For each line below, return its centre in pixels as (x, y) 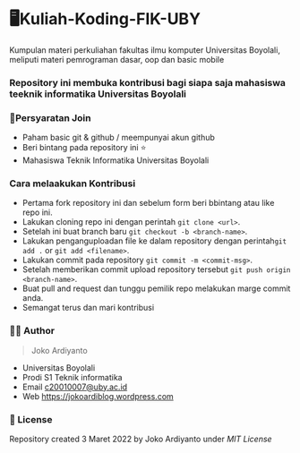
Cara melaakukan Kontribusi (73, 184)
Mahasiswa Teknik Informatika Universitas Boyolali (116, 160)
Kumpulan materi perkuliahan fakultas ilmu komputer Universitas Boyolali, (145, 50)
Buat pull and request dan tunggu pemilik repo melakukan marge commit (156, 288)
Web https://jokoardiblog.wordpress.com (98, 396)
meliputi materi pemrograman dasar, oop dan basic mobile (117, 59)
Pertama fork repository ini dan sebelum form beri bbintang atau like (148, 203)
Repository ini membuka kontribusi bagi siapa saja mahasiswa (148, 82)
